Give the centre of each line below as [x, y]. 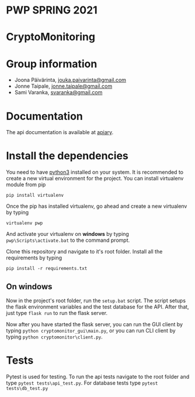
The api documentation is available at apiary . [60, 132]
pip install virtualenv [35, 196]
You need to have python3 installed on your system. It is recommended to [95, 172]
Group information [52, 64]
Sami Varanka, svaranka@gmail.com [58, 93]
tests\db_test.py [27, 388]
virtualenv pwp [25, 223]
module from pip [26, 184]
